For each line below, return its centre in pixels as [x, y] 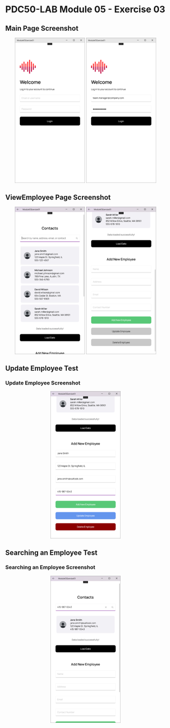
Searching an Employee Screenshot [50, 567]
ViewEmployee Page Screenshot [58, 197]
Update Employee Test [42, 368]
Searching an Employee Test [51, 553]
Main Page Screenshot [42, 28]
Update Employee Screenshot [43, 383]
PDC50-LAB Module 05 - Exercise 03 [85, 9]
